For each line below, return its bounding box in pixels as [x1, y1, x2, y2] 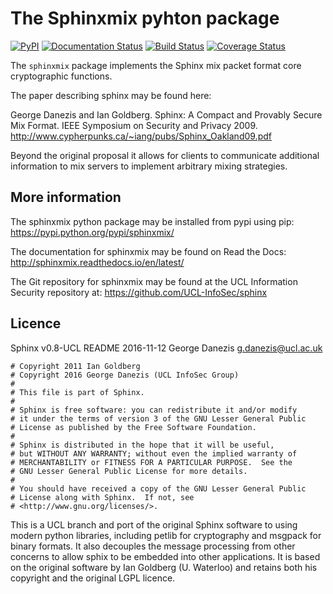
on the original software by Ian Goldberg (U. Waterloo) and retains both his [10, 561, 318, 573]
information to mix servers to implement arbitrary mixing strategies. [10, 160, 288, 172]
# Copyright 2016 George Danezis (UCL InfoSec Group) [10, 370, 240, 380]
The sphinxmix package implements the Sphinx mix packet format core [10, 59, 302, 71]
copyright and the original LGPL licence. [10, 572, 176, 584]
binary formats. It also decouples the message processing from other [10, 540, 296, 552]
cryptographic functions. [10, 70, 113, 82]
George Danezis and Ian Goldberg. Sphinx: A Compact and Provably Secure [10, 108, 323, 121]
